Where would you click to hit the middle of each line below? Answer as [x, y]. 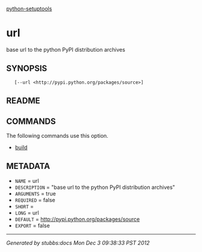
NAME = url [27, 180]
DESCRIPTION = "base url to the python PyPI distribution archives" [95, 187]
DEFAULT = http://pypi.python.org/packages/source [77, 219]
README [23, 101]
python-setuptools [29, 9]
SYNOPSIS [27, 69]
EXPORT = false [32, 226]
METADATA [28, 166]
